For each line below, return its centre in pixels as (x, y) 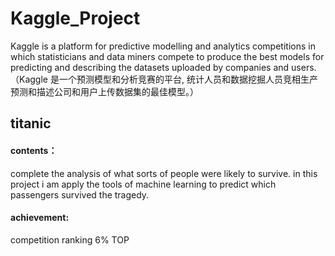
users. (304, 67)
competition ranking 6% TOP (70, 239)
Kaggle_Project (75, 18)
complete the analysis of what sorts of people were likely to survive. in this (164, 173)
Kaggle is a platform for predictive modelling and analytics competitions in (163, 46)
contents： (34, 150)
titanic (31, 123)
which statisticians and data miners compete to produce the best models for (167, 56)
